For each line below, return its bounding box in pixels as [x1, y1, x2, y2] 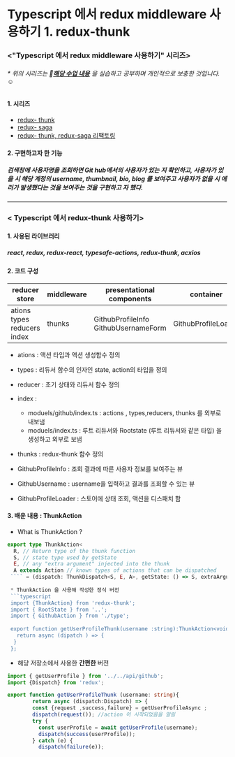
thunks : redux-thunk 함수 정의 [17, 449, 104, 458]
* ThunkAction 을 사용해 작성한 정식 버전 [10, 586, 120, 593]
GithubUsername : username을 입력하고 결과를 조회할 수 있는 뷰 [17, 480, 195, 488]
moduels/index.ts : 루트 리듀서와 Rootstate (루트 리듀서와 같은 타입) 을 [27, 426, 222, 434]
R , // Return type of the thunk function [13, 547, 136, 554]
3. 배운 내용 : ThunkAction [7, 512, 82, 520]
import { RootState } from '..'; [10, 606, 108, 613]
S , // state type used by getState [13, 554, 117, 561]
